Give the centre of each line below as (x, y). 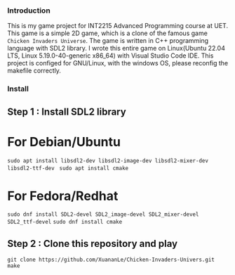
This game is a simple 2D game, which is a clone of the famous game (108, 33)
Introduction (29, 11)
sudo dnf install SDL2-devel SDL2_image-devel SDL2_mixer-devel (103, 215)
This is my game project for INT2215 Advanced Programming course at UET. (118, 26)
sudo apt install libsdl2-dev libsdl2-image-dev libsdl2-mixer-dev (108, 160)
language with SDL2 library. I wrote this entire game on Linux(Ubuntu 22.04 (116, 49)
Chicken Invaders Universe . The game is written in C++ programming (108, 41)
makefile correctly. (34, 71)
